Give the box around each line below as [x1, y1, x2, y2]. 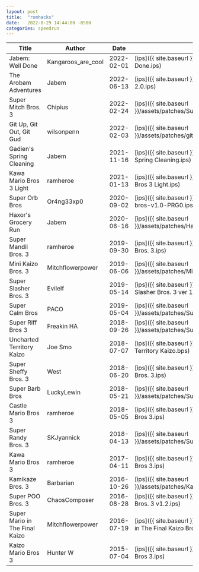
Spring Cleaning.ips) [134, 156, 191, 164]
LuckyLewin [47, 388, 81, 397]
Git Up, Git [9, 120, 38, 128]
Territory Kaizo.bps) [134, 347, 191, 355]
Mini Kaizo [9, 260, 38, 268]
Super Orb [9, 194, 38, 202]
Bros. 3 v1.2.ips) [134, 500, 181, 508]
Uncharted [9, 336, 39, 344]
